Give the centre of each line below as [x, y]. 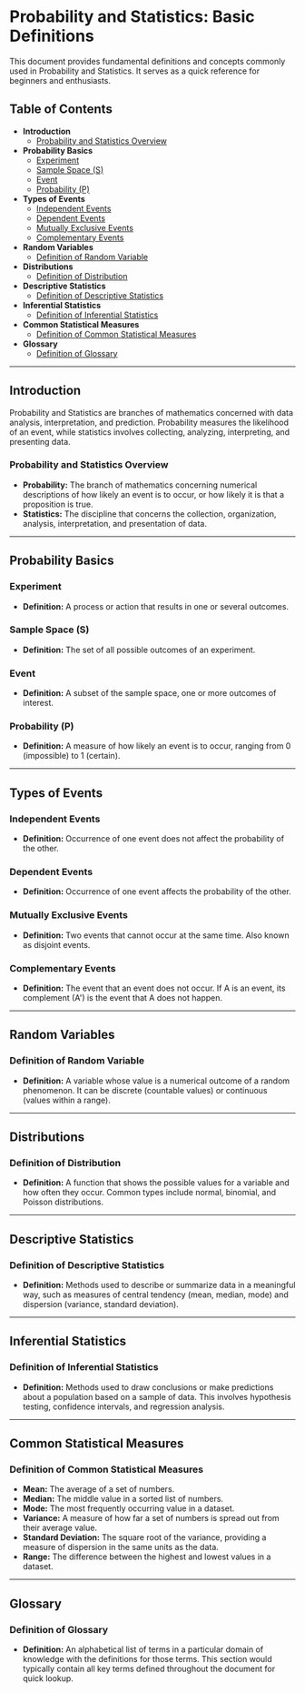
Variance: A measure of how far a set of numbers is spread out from [151, 1518]
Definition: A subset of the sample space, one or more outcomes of [149, 693]
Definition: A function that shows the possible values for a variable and [156, 1183]
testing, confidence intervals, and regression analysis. [123, 1406]
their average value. [60, 1528]
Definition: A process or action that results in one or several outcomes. [155, 606]
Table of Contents [61, 110]
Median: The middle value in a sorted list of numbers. [123, 1499]
